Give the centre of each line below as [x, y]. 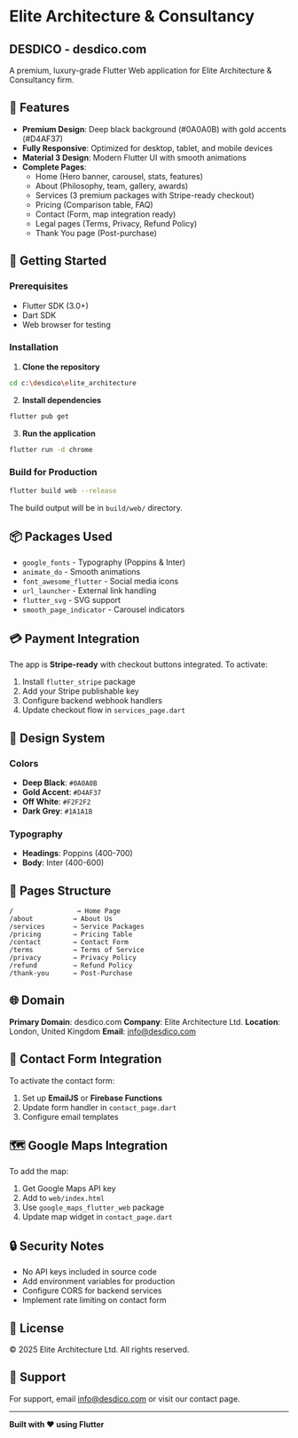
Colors [24, 763]
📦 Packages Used [61, 536]
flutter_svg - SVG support [71, 600]
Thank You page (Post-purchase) [96, 233]
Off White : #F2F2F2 [56, 801]
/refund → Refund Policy [71, 965]
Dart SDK [39, 315]
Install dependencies [62, 400]
